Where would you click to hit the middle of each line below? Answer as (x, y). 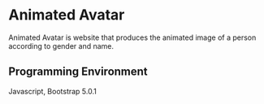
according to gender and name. (61, 45)
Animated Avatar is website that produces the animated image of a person (132, 37)
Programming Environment (78, 72)
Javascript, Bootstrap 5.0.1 (53, 91)
